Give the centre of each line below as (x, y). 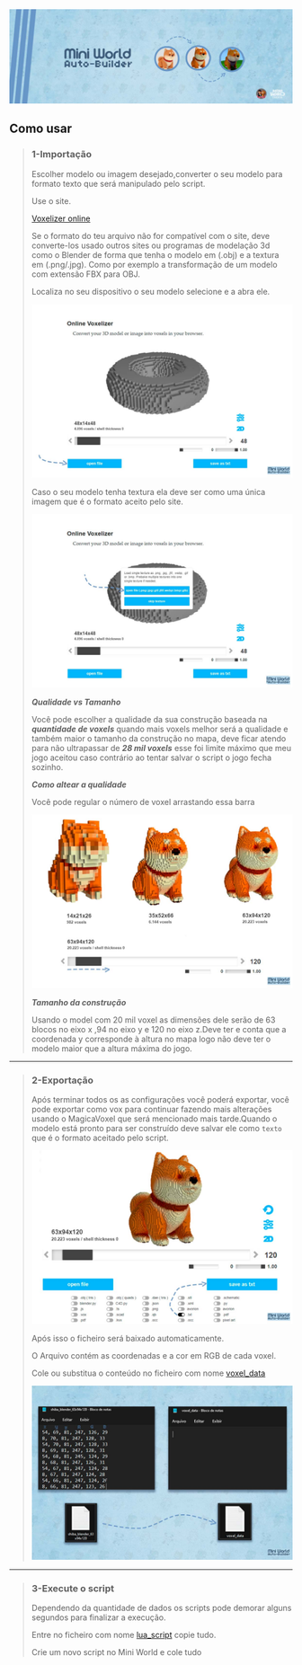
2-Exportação (62, 1080)
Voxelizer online (61, 218)
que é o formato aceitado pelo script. (100, 1138)
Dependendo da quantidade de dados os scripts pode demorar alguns (161, 1607)
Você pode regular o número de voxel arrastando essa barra (143, 802)
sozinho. (47, 766)
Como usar (41, 129)
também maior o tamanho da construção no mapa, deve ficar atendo (159, 738)
